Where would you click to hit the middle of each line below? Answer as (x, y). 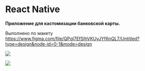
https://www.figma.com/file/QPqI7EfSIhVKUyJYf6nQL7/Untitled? (72, 39)
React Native (33, 9)
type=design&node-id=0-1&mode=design (49, 44)
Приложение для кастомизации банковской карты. (63, 23)
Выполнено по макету (29, 33)
